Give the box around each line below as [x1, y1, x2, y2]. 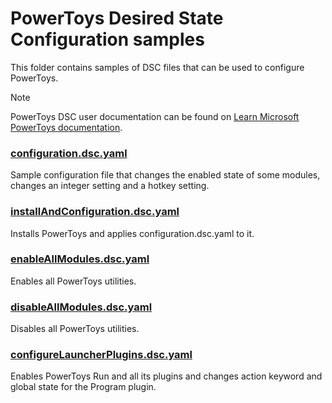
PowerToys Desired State [10, 7, 224, 30]
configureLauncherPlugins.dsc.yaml [10, 348, 193, 362]
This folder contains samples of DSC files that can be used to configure [10, 61, 305, 73]
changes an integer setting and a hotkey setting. [10, 180, 210, 192]
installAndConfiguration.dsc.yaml [10, 205, 180, 219]
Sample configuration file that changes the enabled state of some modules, [10, 169, 321, 181]
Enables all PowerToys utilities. [10, 275, 137, 287]
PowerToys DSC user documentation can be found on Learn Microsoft [10, 110, 300, 122]
